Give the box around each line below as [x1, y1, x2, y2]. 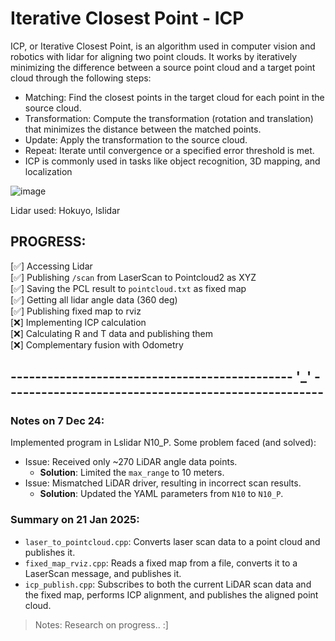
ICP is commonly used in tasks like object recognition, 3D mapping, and [24, 155, 321, 167]
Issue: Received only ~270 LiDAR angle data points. [24, 456, 238, 468]
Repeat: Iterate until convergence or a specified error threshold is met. [24, 144, 315, 156]
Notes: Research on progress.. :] [34, 618, 169, 631]
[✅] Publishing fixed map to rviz [10, 305, 142, 317]
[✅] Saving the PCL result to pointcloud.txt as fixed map [10, 282, 247, 294]
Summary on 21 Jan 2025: [10, 513, 140, 527]
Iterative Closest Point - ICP [10, 7, 245, 30]
